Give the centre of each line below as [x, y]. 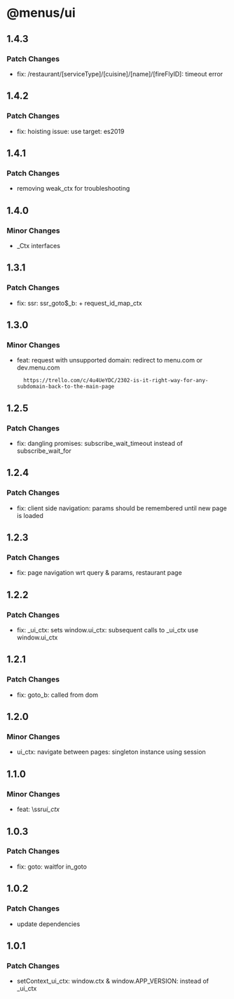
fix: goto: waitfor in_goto [51, 867]
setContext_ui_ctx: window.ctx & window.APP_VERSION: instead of [113, 981]
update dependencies [48, 924]
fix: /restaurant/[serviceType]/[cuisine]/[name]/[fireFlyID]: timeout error [120, 74]
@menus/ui [41, 13]
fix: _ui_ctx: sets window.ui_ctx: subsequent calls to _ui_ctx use [108, 630]
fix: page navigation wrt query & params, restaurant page [99, 573]
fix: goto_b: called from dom [57, 695]
